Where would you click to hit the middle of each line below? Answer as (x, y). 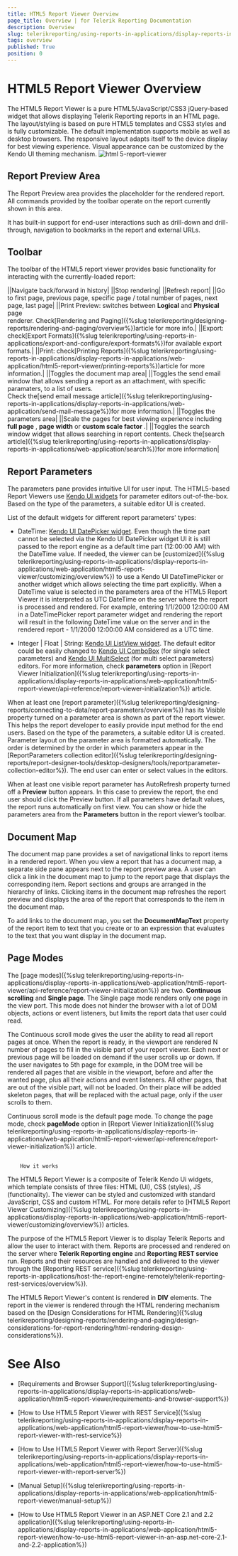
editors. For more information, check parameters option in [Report (114, 666)
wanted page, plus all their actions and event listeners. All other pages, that (117, 1080)
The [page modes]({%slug (46, 975)
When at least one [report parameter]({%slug (73, 703)
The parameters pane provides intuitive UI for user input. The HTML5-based (119, 489)
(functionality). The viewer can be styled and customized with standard (112, 1195)
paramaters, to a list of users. (50, 389)
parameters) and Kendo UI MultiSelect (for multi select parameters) (116, 659)
